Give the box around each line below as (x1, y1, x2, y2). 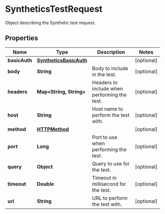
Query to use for (92, 160, 130, 167)
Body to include (92, 65, 129, 72)
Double (36, 181, 54, 187)
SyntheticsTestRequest (5, 3, 103, 15)
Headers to (92, 79, 118, 86)
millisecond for (92, 181, 126, 187)
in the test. (92, 71, 116, 78)
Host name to (92, 105, 123, 112)
